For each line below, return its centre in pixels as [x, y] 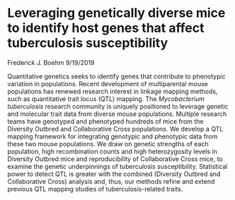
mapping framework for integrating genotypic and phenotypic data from [113, 136]
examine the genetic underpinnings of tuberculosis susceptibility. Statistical [117, 166]
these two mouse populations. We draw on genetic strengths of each [108, 143]
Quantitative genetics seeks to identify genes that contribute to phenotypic [116, 76]
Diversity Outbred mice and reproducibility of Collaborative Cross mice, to [115, 159]
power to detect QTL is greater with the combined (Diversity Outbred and [114, 174]
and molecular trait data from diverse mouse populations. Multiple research [117, 114]
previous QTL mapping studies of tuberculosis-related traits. [95, 189]
